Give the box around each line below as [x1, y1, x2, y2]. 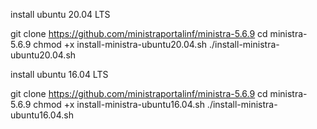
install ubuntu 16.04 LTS [10, 69, 109, 80]
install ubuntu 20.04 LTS [10, 9, 111, 20]
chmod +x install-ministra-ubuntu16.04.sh [33, 99, 205, 110]
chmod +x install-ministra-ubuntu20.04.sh [33, 39, 208, 50]
